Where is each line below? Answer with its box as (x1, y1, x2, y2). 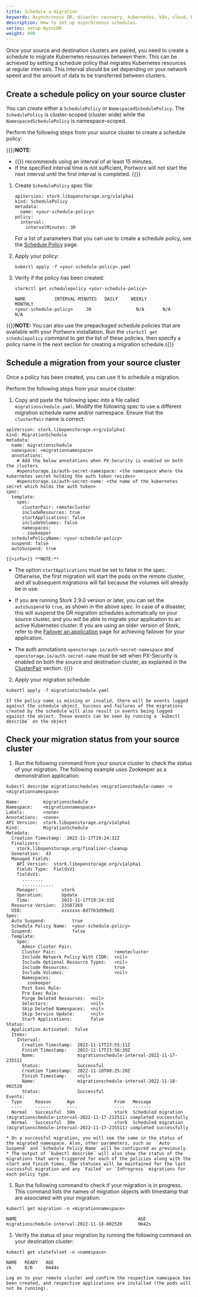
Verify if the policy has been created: (14, 274, 105, 281)
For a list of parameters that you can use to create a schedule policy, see (14, 235, 192, 242)
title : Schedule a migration (6, 8, 78, 15)
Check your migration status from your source (6, 734, 180, 745)
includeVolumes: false (21, 519, 78, 526)
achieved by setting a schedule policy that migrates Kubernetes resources (6, 60, 187, 67)
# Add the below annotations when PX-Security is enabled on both (16, 457, 183, 464)
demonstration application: (14, 772, 80, 779)
